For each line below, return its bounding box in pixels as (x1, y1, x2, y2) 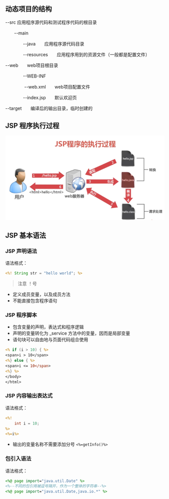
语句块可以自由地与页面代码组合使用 (12, 337, 89, 343)
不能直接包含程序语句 (12, 298, 57, 304)
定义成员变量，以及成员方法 (12, 292, 71, 298)
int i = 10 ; (14, 421, 39, 426)
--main (14, 30, 29, 36)
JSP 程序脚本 (5, 312, 37, 319)
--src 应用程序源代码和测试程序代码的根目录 (5, 19, 97, 25)
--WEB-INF (22, 73, 47, 79)
